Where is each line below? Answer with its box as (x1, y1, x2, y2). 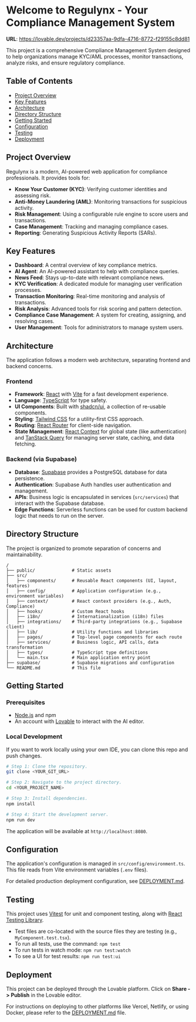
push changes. (6, 752, 42, 759)
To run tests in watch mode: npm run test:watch (14, 946, 131, 953)
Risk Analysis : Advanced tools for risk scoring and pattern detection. (14, 305, 183, 313)
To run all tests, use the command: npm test (14, 940, 121, 948)
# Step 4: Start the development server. (6, 812, 109, 817)
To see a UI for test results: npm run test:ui (14, 953, 121, 960)
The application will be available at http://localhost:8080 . (6, 827, 148, 834)
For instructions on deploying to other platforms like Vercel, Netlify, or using (6, 1003, 189, 1010)
